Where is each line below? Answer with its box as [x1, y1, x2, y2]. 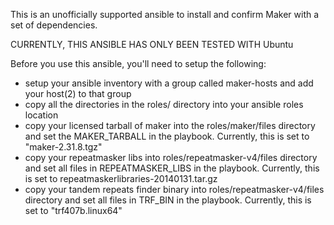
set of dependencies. [10, 19, 98, 31]
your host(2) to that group [24, 88, 132, 99]
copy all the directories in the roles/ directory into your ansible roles [24, 99, 304, 110]
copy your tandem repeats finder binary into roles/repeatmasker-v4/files [24, 184, 325, 195]
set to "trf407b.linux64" [24, 205, 123, 216]
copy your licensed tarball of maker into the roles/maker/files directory [24, 120, 316, 131]
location [24, 109, 59, 121]
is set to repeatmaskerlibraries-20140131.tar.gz [24, 173, 218, 184]
